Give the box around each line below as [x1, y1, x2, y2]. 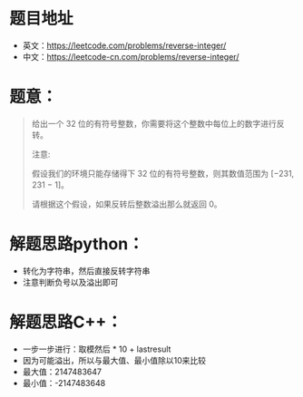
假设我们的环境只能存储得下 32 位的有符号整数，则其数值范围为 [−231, [31, 168, 295, 179]
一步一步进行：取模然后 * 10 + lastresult [22, 344, 171, 354]
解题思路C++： [9, 312, 122, 332]
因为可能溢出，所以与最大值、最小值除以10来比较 [22, 354, 207, 365]
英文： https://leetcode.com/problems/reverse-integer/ [22, 40, 227, 51]
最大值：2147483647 [22, 366, 103, 377]
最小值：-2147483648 [22, 377, 106, 388]
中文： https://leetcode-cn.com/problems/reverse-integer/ [22, 51, 239, 62]
